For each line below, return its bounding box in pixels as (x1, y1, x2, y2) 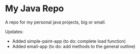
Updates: (5, 28, 24, 34)
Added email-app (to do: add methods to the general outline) (12, 43, 136, 49)
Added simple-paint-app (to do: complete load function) (12, 38, 126, 44)
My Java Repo (5, 3, 64, 14)
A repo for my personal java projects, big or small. (5, 19, 106, 25)
